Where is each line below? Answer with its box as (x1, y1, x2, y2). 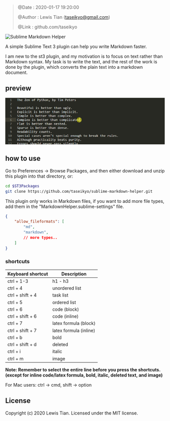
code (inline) (52, 313, 79, 319)
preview (5, 84, 31, 93)
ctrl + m (7, 355, 24, 361)
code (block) (52, 306, 79, 312)
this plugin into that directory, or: (5, 173, 73, 179)
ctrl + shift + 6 (7, 313, 37, 319)
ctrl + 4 (7, 285, 23, 291)
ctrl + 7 (7, 320, 23, 326)
